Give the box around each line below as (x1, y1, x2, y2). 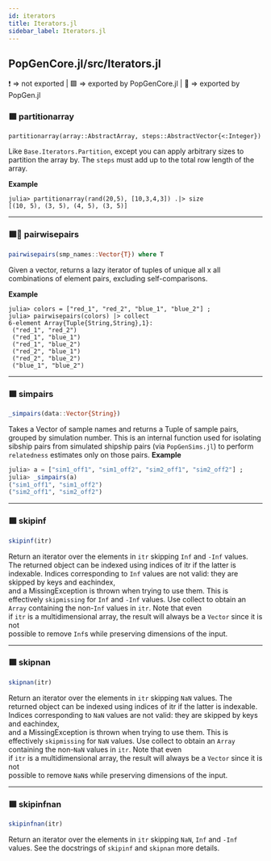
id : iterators (8, 11, 56, 20)
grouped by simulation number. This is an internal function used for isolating (8, 433, 262, 442)
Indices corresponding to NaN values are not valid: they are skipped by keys (8, 710, 258, 720)
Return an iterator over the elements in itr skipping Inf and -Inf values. (8, 551, 248, 561)
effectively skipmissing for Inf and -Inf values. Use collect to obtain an (8, 594, 247, 604)
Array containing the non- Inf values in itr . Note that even (8, 603, 202, 613)
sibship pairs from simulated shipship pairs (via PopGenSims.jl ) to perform (8, 441, 254, 451)
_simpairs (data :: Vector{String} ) (8, 409, 121, 417)
